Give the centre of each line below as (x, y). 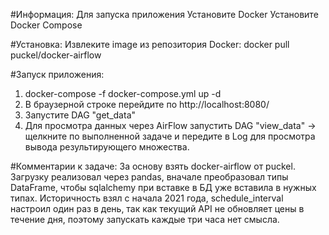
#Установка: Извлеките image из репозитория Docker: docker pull (150, 44)
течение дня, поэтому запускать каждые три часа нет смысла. (145, 219)
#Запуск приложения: (57, 74)
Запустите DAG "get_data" (80, 115)
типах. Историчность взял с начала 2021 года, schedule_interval (147, 198)
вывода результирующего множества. (107, 147)
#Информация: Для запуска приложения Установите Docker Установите (164, 14)
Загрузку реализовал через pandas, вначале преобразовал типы (149, 177)
